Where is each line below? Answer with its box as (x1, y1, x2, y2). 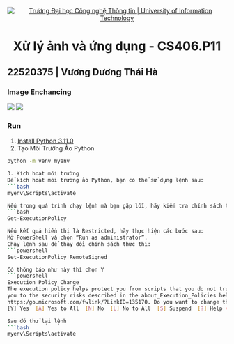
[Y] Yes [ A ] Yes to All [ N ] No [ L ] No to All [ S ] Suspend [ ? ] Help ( (7, 305, 229, 312)
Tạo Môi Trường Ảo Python (17, 144, 95, 153)
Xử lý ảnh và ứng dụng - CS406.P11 (13, 38, 221, 54)
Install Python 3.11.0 (17, 136, 74, 146)
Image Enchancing (7, 87, 72, 97)
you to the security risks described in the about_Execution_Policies (7, 292, 217, 299)
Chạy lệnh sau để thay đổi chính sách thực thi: (7, 240, 151, 247)
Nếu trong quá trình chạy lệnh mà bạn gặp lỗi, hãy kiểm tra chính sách (7, 202, 223, 209)
